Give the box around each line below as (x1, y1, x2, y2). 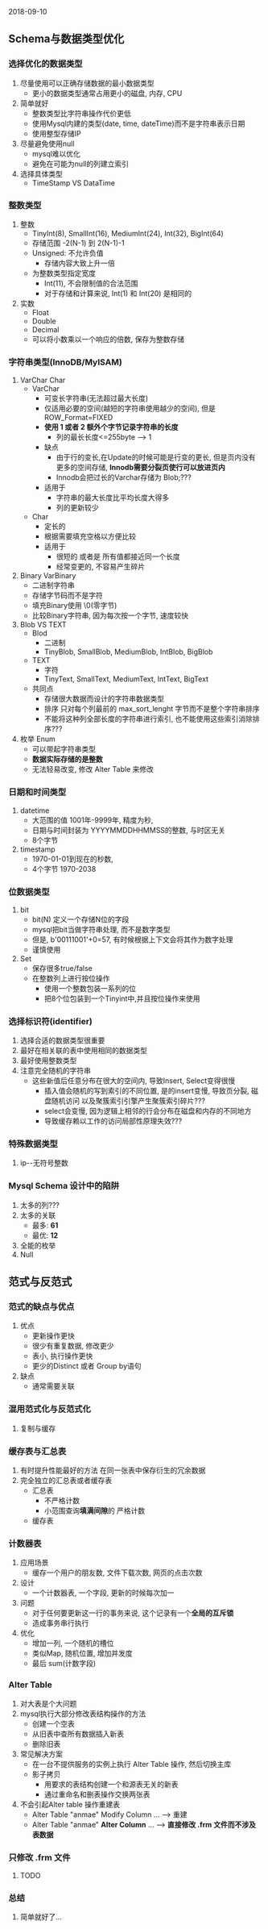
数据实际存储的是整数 (31, 754, 103, 765)
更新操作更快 (31, 1331, 75, 1341)
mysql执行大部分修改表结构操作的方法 (19, 1709, 146, 1719)
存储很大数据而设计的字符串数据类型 (43, 694, 165, 704)
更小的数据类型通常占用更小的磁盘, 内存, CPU (31, 88, 183, 98)
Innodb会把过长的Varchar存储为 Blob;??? (56, 473, 192, 482)
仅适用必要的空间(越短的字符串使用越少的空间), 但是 (43, 403, 216, 414)
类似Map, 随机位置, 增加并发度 (31, 1648, 133, 1658)
